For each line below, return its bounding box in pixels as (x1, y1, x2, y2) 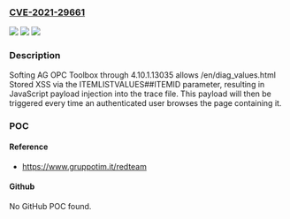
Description (9, 49, 61, 62)
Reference (9, 141, 49, 152)
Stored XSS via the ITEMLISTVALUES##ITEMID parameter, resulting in (9, 79, 265, 89)
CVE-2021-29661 (9, 6, 86, 19)
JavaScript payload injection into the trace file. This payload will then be (9, 88, 272, 99)
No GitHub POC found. (9, 200, 92, 211)
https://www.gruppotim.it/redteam (21, 161, 148, 171)
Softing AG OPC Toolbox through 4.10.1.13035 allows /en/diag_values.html (9, 69, 277, 80)
